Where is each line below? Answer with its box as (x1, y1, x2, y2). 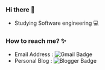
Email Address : (14, 51, 54, 58)
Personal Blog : (14, 57, 52, 64)
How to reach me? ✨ (5, 37, 67, 45)
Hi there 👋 (5, 5, 36, 14)
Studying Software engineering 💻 (14, 19, 99, 27)
